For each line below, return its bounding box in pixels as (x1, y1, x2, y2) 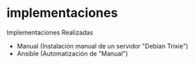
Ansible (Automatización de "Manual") (16, 49, 128, 58)
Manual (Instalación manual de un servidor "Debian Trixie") (16, 41, 189, 50)
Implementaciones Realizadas (6, 28, 94, 37)
